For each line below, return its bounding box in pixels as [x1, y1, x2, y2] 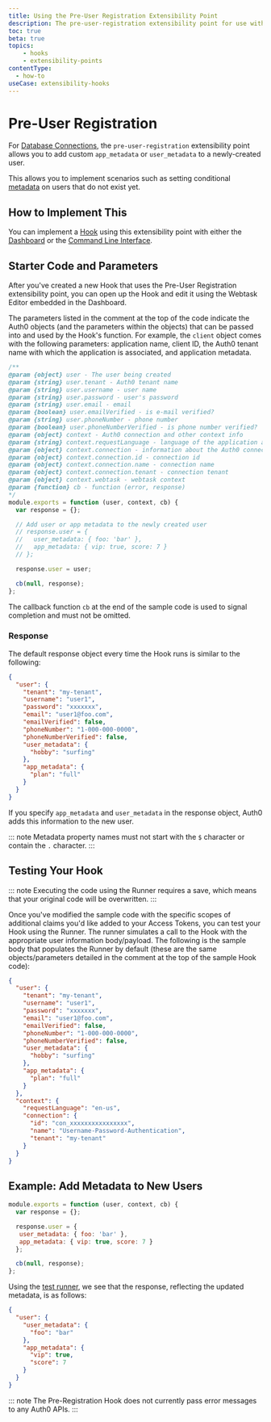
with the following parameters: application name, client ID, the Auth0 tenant [8, 339, 259, 349]
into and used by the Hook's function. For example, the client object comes [8, 330, 262, 340]
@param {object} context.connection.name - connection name [8, 461, 215, 469]
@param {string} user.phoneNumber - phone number [8, 416, 179, 424]
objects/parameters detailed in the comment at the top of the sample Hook [8, 952, 256, 962]
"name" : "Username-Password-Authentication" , [29, 1127, 186, 1135]
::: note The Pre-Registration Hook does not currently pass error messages [8, 1395, 257, 1405]
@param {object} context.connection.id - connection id [8, 453, 200, 461]
